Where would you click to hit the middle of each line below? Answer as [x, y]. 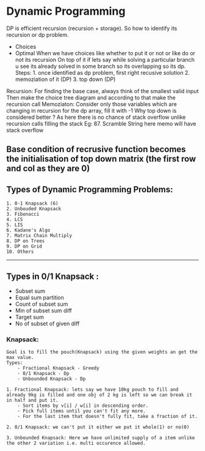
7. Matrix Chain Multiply [39, 236]
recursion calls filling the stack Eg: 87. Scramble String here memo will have [101, 123]
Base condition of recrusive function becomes [96, 149]
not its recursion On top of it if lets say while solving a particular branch [105, 59]
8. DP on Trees [26, 241]
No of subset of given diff [47, 324]
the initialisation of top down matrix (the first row [101, 159]
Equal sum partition [39, 297]
